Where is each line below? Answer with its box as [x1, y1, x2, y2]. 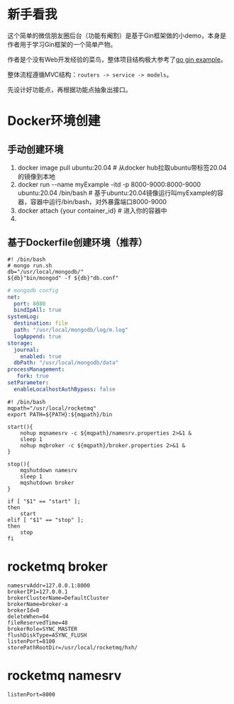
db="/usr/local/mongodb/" [7, 268, 84, 275]
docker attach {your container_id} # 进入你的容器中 [17, 206, 167, 215]
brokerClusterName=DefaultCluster [7, 594, 110, 601]
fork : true [16, 373, 50, 380]
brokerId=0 [7, 607, 40, 614]
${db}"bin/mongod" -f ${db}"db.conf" [7, 274, 119, 281]
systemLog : [7, 313, 40, 320]
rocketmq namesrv [7, 667, 122, 683]
